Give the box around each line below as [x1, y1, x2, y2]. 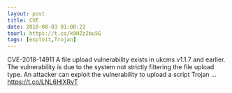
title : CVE [7, 17, 39, 24]
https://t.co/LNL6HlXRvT [7, 78, 78, 86]
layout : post [7, 10, 45, 17]
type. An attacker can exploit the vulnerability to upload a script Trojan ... [7, 71, 217, 79]
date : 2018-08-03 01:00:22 [7, 23, 86, 30]
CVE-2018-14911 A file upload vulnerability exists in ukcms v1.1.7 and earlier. [7, 55, 226, 64]
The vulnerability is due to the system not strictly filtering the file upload [7, 63, 215, 71]
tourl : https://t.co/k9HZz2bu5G [7, 29, 101, 37]
